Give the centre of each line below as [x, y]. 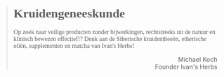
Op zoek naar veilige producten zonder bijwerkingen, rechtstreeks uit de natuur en [114, 32]
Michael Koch [198, 59]
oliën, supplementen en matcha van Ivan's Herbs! [74, 45]
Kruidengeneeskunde [69, 14]
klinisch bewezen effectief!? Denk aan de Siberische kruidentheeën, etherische [110, 38]
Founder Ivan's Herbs [186, 67]
